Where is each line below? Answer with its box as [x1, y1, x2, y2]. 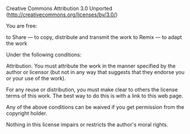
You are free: [6, 23, 37, 29]
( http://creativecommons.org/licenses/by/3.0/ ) [6, 11, 118, 18]
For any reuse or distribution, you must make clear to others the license [6, 86, 178, 93]
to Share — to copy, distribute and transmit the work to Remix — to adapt [6, 34, 182, 40]
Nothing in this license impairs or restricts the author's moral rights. [6, 121, 168, 128]
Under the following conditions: [6, 51, 82, 58]
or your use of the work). [6, 75, 66, 82]
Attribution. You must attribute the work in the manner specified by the [6, 62, 176, 69]
